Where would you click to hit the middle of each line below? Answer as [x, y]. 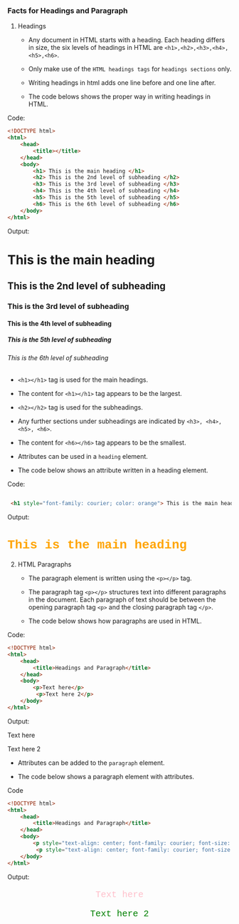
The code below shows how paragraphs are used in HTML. [115, 621]
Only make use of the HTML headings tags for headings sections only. [130, 69]
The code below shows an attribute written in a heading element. [113, 470]
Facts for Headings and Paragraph [68, 11]
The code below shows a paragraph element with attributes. [106, 776]
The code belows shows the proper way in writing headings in [119, 97]
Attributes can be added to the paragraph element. [91, 763]
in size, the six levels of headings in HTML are [96, 48]
